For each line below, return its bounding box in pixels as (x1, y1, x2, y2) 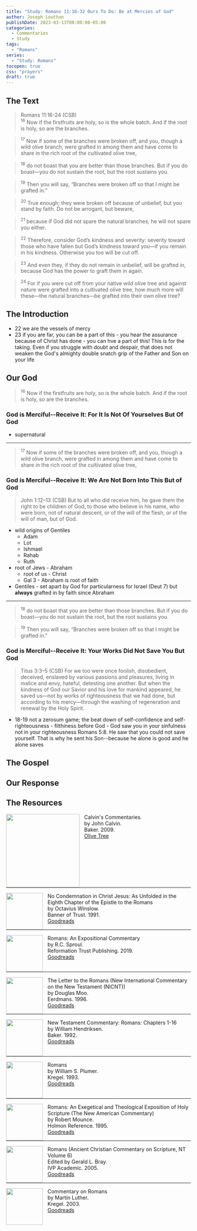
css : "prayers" (6, 69, 43, 75)
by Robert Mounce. (47, 1116, 94, 1123)
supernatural (14, 431, 46, 438)
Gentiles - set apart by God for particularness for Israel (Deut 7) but (14, 583, 178, 590)
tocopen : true (6, 63, 41, 69)
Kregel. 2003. (47, 1200, 81, 1207)
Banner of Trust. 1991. (47, 911, 100, 918)
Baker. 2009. (84, 826, 116, 833)
